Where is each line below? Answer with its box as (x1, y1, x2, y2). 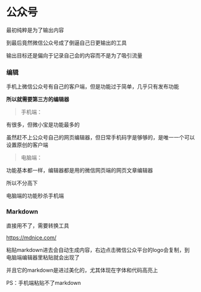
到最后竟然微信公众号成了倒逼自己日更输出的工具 (6, 39, 127, 46)
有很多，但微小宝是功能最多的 (6, 121, 80, 129)
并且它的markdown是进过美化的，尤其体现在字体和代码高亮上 (6, 266, 159, 273)
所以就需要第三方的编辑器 (6, 96, 69, 103)
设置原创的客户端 (6, 141, 48, 148)
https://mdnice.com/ (6, 234, 57, 241)
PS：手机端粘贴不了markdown (6, 279, 81, 286)
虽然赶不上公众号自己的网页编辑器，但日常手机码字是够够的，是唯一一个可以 (6, 134, 195, 141)
